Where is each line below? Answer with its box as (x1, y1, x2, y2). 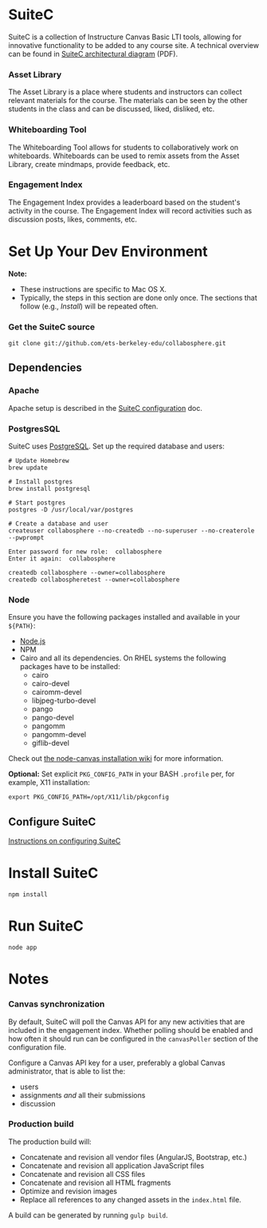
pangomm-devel (31, 730, 86, 740)
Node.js (19, 636, 46, 646)
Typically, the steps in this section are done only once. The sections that (19, 293, 257, 302)
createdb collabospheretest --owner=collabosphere (8, 576, 180, 584)
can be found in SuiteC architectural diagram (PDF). (8, 49, 178, 58)
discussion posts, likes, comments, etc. (8, 214, 138, 224)
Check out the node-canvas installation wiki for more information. (8, 754, 224, 764)
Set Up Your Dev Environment (8, 242, 209, 261)
